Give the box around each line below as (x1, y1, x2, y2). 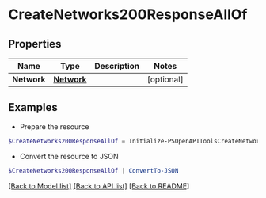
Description (94, 61, 140, 71)
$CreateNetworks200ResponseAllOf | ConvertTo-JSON (8, 166, 179, 175)
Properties (8, 37, 62, 51)
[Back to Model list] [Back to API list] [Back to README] (8, 181, 190, 191)
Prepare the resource (19, 121, 89, 131)
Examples (8, 101, 58, 114)
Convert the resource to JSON (19, 151, 119, 161)
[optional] (146, 74, 184, 85)
